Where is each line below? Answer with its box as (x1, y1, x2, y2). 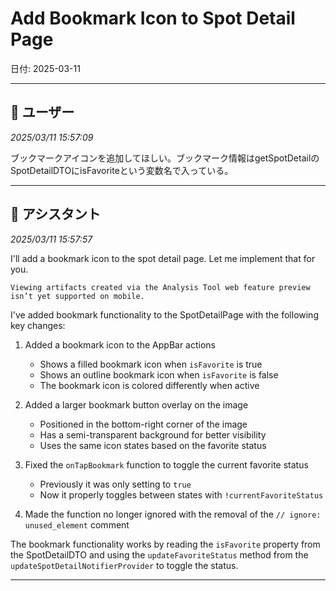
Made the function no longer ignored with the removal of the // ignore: (24, 508, 322, 520)
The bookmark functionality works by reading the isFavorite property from (10, 538, 321, 550)
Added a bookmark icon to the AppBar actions (24, 338, 216, 351)
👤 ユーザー (10, 104, 75, 121)
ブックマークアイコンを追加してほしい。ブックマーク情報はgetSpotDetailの (10, 152, 320, 164)
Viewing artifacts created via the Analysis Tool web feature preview (10, 282, 311, 292)
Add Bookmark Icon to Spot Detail (10, 7, 296, 30)
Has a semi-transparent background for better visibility (39, 428, 267, 441)
